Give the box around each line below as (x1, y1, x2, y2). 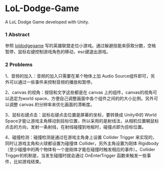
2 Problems (5, 61, 33, 68)
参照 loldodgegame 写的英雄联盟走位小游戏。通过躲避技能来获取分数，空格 (5, 43, 156, 49)
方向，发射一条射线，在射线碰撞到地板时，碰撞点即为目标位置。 (18, 124, 146, 130)
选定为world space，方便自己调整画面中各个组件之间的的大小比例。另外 (9, 95, 154, 101)
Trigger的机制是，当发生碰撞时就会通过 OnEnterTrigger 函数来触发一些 (5, 152, 147, 158)
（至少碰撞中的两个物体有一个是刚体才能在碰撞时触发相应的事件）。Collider (5, 146, 155, 152)
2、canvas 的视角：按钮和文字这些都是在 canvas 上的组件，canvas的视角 (5, 89, 153, 95)
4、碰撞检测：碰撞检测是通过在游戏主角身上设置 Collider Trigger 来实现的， (5, 134, 157, 140)
